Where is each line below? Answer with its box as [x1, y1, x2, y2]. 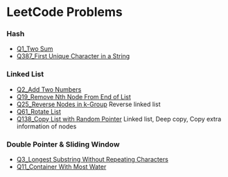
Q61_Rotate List [16, 107, 62, 115]
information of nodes [16, 122, 77, 130]
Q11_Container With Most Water [16, 162, 107, 171]
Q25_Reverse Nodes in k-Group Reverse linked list [16, 100, 161, 108]
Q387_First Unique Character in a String [16, 52, 130, 60]
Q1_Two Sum [16, 44, 53, 53]
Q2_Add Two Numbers [16, 85, 82, 94]
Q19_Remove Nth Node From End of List [16, 92, 131, 101]
